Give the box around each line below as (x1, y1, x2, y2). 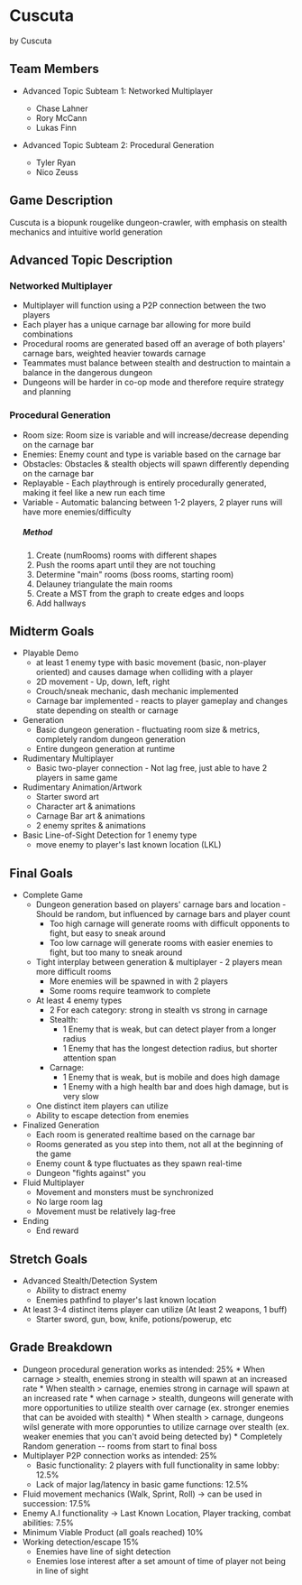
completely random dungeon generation (35, 734, 187, 745)
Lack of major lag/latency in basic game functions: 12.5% (35, 1478, 249, 1489)
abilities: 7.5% (22, 1517, 74, 1528)
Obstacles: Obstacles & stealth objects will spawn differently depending (22, 458, 290, 469)
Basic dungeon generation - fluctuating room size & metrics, (35, 724, 261, 736)
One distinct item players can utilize (35, 1100, 169, 1111)
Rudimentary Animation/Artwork (22, 782, 142, 792)
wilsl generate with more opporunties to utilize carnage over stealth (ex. (22, 1421, 289, 1432)
